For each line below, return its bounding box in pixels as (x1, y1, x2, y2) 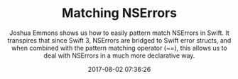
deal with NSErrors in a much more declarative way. (43, 51, 195, 60)
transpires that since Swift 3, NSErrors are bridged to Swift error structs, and (7, 36, 232, 44)
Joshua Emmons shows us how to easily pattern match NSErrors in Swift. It (9, 28, 229, 37)
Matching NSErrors (61, 5, 178, 21)
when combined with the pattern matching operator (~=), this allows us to (11, 43, 227, 52)
